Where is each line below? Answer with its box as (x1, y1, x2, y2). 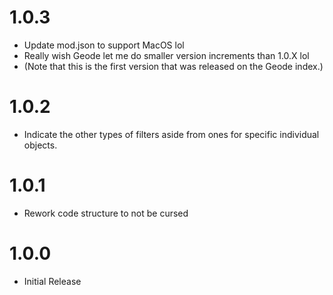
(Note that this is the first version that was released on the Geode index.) (23, 60, 324, 72)
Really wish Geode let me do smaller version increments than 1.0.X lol (23, 49, 310, 61)
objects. (23, 139, 58, 151)
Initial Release (23, 275, 82, 287)
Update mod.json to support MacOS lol (23, 39, 185, 51)
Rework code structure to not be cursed (23, 207, 189, 219)
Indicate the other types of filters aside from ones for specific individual (23, 128, 320, 140)
